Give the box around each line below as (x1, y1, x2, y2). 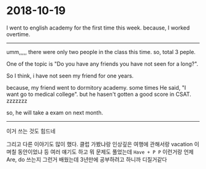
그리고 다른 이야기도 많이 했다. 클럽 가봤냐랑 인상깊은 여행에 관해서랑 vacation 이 (6, 140, 199, 147)
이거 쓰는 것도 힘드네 (6, 127, 56, 135)
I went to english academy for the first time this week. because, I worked (6, 24, 190, 31)
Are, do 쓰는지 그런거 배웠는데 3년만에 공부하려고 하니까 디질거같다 (6, 155, 167, 163)
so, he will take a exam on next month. (6, 109, 104, 116)
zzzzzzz (6, 96, 28, 104)
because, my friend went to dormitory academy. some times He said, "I (6, 84, 186, 91)
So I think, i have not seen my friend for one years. (6, 72, 134, 79)
